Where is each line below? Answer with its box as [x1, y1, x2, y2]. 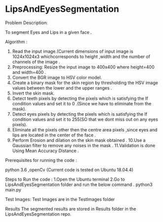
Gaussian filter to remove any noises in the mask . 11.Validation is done [12, 142, 156, 148]
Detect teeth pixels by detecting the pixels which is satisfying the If [12, 95, 149, 101]
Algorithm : [5, 38, 28, 45]
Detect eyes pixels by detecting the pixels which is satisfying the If [12, 111, 148, 117]
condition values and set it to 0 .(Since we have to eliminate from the [12, 100, 152, 106]
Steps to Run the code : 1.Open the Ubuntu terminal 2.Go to [5, 176, 125, 182]
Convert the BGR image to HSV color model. [12, 74, 102, 80]
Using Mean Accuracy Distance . [12, 148, 79, 154]
